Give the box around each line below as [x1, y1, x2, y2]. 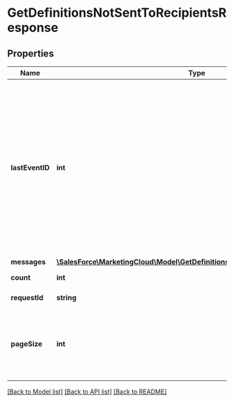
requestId [10, 293, 44, 302]
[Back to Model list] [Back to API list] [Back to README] [7, 387, 167, 396]
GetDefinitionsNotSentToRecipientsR [7, 5, 227, 21]
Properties [7, 47, 54, 59]
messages [10, 257, 46, 267]
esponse [7, 20, 58, 36]
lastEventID [10, 163, 50, 172]
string [56, 293, 77, 302]
